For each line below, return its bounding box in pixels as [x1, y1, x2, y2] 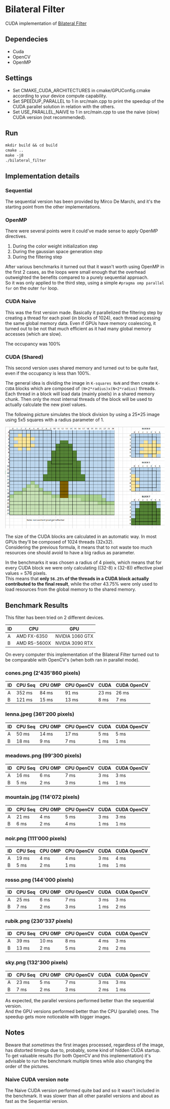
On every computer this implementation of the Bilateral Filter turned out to [5, 651, 159, 658]
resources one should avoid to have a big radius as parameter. [5, 550, 136, 556]
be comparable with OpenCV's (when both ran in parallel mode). [5, 656, 140, 663]
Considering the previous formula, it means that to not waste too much [5, 544, 153, 550]
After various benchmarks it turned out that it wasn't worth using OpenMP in [5, 264, 164, 270]
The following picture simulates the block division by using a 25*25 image [5, 411, 160, 417]
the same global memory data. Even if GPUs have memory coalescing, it [5, 320, 156, 326]
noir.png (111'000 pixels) [5, 835, 67, 842]
